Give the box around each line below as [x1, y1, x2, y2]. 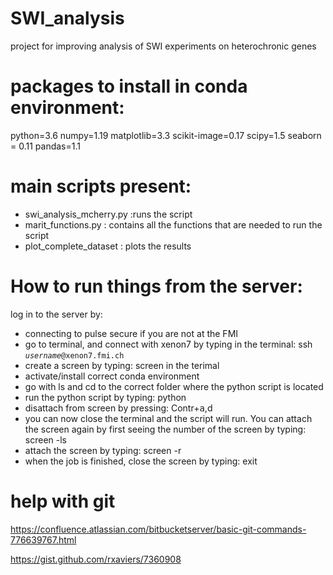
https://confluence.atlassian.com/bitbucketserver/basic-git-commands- [10, 523, 307, 535]
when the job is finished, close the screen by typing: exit [24, 455, 258, 467]
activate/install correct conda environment [24, 370, 200, 382]
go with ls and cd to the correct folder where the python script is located [24, 380, 324, 392]
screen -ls [24, 433, 67, 446]
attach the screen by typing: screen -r [24, 444, 182, 456]
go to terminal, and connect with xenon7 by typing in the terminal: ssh [24, 338, 313, 350]
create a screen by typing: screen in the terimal [24, 359, 220, 371]
